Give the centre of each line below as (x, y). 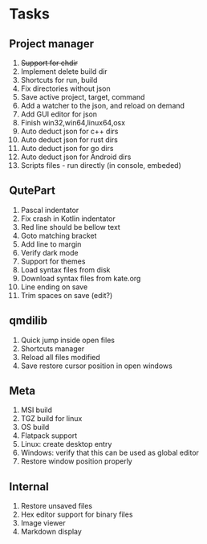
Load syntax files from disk (65, 269)
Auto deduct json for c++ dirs (69, 131)
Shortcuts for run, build (59, 80)
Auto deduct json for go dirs (67, 148)
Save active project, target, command (83, 97)
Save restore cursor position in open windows (97, 366)
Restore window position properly (77, 461)
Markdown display (51, 532)
